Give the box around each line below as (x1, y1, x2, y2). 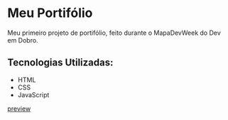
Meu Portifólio (7, 5, 93, 21)
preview (7, 104, 31, 113)
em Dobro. (7, 36, 38, 44)
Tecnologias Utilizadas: (7, 57, 114, 69)
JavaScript (17, 90, 50, 99)
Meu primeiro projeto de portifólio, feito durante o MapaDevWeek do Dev (7, 28, 222, 37)
